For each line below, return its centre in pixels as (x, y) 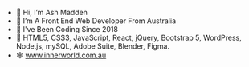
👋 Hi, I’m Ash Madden (52, 12)
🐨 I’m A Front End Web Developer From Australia (96, 21)
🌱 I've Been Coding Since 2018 (67, 29)
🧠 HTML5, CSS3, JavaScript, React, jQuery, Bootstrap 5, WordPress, (129, 37)
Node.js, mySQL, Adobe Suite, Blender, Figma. (93, 46)
